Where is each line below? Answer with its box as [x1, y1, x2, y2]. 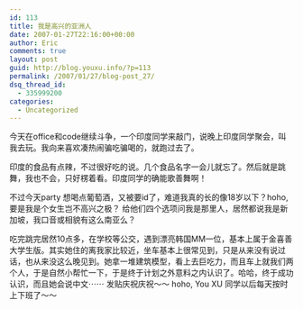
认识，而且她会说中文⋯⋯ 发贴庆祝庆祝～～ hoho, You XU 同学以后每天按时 [9, 278, 289, 289]
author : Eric [9, 38, 59, 48]
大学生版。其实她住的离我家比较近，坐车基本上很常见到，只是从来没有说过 [9, 245, 286, 256]
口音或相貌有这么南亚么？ [40, 214, 136, 225]
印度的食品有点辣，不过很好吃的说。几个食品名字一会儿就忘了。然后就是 [9, 161, 278, 172]
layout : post [9, 55, 59, 64]
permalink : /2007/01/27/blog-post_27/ [9, 72, 155, 81]
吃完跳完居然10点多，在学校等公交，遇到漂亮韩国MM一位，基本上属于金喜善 [9, 233, 293, 244]
